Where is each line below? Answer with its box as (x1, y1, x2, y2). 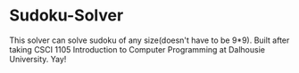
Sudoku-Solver (9, 5, 124, 26)
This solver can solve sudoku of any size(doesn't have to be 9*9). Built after (9, 35, 290, 45)
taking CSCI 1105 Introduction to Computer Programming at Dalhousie (9, 44, 266, 54)
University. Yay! (9, 53, 67, 64)
